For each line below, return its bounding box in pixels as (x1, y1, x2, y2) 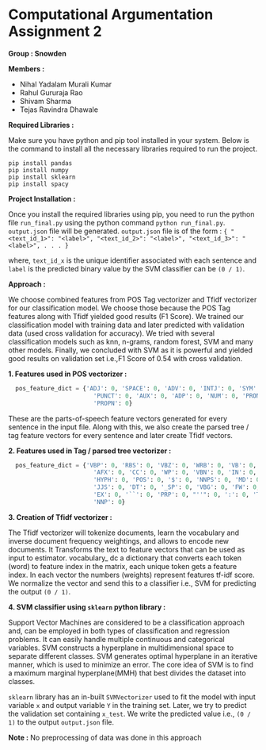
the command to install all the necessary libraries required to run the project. (8, 144, 258, 153)
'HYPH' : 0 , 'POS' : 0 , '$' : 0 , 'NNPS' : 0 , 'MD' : (93, 476, 253, 484)
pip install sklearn (8, 173, 77, 181)
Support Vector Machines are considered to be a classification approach (8, 617, 245, 627)
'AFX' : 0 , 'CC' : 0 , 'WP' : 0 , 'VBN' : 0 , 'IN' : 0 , (93, 468, 257, 477)
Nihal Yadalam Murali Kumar (19, 79, 112, 89)
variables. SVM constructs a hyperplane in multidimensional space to (8, 643, 234, 652)
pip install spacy (8, 180, 69, 188)
